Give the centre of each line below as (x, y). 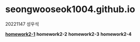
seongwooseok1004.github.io (70, 9)
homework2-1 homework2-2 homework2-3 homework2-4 (68, 34)
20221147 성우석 (22, 24)
